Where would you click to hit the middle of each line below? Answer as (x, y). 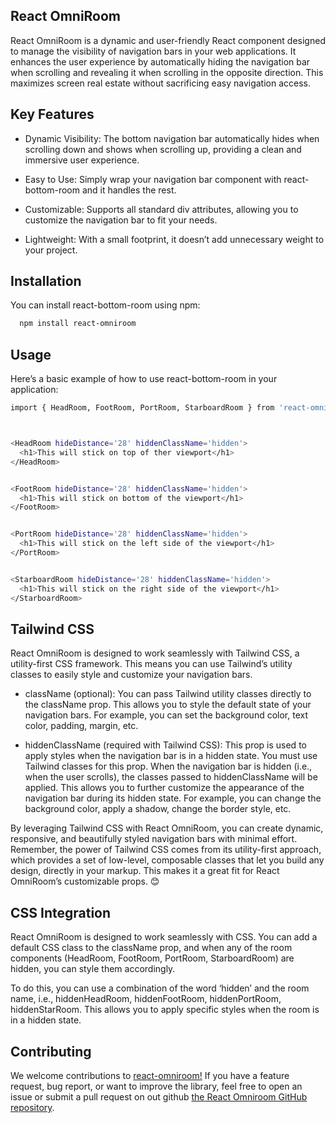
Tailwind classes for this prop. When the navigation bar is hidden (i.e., (168, 766)
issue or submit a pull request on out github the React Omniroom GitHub (159, 1096)
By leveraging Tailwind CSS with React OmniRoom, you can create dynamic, (167, 828)
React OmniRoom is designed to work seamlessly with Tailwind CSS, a (155, 653)
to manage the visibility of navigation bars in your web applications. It (153, 51)
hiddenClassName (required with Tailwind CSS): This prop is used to (165, 745)
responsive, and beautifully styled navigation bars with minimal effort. (154, 839)
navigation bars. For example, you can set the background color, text (166, 715)
